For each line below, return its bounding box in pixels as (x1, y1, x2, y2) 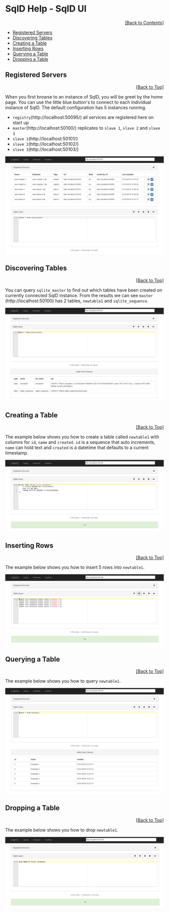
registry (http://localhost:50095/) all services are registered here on (12, 114, 154, 120)
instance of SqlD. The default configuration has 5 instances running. (5, 104, 147, 111)
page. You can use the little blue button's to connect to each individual (5, 99, 151, 105)
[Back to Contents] (125, 20, 164, 26)
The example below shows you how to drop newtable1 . (5, 827, 119, 833)
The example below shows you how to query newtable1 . (5, 678, 121, 684)
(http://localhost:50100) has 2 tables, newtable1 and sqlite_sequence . (5, 298, 149, 304)
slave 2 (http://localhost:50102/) (12, 141, 79, 147)
